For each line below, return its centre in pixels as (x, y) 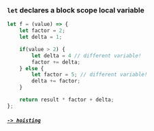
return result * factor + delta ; (67, 100)
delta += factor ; (56, 81)
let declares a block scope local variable (76, 10)
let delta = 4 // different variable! (87, 56)
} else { (32, 68)
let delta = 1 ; (41, 37)
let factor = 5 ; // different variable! (90, 75)
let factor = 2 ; (43, 31)
